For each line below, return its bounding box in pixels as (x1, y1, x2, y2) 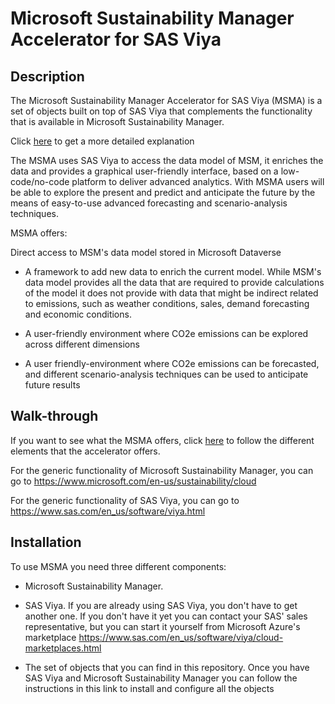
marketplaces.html (24, 642, 102, 654)
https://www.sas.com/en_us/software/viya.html (10, 505, 206, 517)
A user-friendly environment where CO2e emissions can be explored (24, 328, 309, 339)
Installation (10, 534, 82, 551)
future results (24, 379, 81, 391)
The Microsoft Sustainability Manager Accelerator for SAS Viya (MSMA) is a (10, 95, 323, 106)
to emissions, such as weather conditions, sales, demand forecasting (24, 298, 310, 309)
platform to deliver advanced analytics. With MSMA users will (71, 176, 325, 187)
